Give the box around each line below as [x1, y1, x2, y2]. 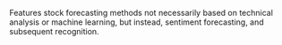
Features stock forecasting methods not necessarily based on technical [9, 8, 273, 18]
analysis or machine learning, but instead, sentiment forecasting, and [9, 17, 264, 27]
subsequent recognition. [9, 26, 100, 36]
